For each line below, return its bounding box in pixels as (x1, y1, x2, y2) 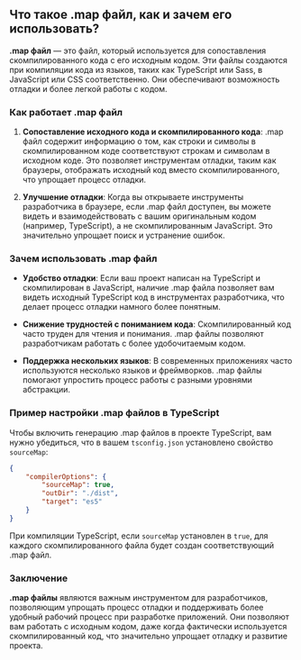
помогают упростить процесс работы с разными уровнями (22, 375, 252, 385)
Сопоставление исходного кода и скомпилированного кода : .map (22, 126, 284, 138)
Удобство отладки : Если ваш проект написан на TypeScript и (22, 273, 261, 284)
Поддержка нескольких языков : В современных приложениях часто (22, 356, 293, 366)
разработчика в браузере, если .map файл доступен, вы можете (22, 202, 272, 212)
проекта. (9, 640, 43, 651)
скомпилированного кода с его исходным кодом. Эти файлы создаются (9, 54, 288, 66)
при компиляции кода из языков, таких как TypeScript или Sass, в (9, 64, 263, 75)
